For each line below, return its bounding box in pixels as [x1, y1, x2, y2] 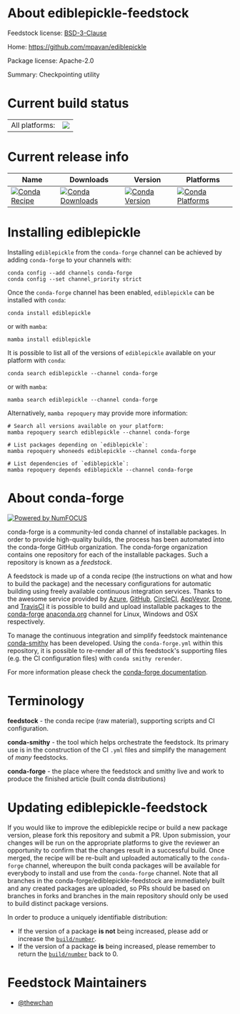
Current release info [7, 149, 129, 165]
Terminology [7, 692, 84, 709]
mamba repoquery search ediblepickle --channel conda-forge [7, 429, 191, 436]
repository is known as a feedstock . [7, 557, 113, 566]
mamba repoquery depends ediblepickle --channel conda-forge [7, 466, 194, 473]
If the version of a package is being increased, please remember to [17, 942, 216, 950]
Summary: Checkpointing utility [7, 70, 100, 79]
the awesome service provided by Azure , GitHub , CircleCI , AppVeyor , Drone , [7, 595, 233, 603]
